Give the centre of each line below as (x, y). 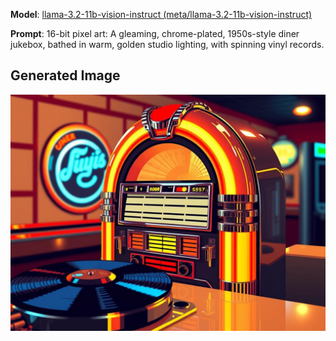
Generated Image (65, 75)
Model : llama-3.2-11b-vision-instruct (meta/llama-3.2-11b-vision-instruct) (161, 14)
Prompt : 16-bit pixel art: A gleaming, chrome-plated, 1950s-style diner (155, 33)
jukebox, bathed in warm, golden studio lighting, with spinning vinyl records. (167, 44)
